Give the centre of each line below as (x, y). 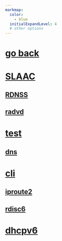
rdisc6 (15, 209)
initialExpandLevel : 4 (33, 24)
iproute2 (19, 192)
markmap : (14, 10)
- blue (21, 19)
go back (22, 53)
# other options (26, 29)
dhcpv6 (21, 231)
